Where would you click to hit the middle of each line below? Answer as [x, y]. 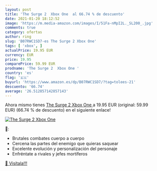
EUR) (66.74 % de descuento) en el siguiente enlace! [58, 110]
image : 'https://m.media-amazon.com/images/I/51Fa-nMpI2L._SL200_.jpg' [79, 23]
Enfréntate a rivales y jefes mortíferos [50, 154]
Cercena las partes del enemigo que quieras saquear [65, 144]
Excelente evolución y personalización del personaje [65, 149]
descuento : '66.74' [25, 86]
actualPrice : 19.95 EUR [29, 50]
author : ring [18, 37]
